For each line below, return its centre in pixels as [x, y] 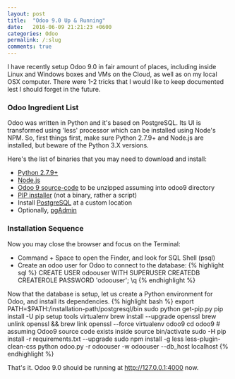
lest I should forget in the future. [54, 89]
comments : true [30, 47]
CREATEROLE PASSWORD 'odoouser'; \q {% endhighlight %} [107, 280]
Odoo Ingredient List [43, 107]
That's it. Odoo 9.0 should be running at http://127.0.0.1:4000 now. [103, 367]
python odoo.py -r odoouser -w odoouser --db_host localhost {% [133, 346]
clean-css [22, 346]
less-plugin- [203, 339]
